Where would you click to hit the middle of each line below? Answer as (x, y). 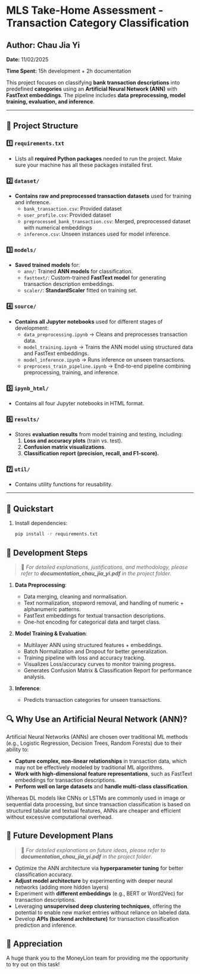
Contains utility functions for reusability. (64, 485)
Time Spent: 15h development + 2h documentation (69, 71)
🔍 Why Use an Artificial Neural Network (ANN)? (97, 719)
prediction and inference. (46, 925)
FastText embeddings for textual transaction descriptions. (94, 615)
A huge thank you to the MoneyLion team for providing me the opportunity (97, 958)
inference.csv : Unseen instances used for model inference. (97, 234)
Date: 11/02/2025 (27, 59)
